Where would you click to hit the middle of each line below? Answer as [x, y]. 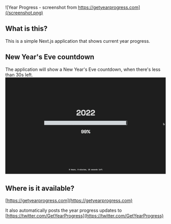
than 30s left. [19, 75]
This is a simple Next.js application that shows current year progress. [78, 41]
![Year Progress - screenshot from [41, 7]
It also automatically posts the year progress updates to [64, 210]
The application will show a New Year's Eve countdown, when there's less [83, 69]
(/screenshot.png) [24, 13]
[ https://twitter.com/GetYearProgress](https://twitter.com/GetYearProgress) [84, 216]
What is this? [26, 29]
